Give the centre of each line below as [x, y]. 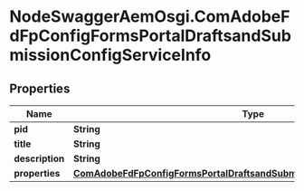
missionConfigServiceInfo [110, 55]
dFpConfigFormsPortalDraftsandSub [151, 36]
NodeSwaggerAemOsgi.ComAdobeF [150, 17]
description [39, 158]
